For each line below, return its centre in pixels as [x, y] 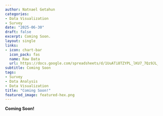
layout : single [20, 41]
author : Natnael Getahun [30, 9]
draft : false [18, 32]
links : [12, 45]
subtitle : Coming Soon [28, 68]
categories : [17, 14]
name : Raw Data [25, 59]
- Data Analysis [21, 81]
